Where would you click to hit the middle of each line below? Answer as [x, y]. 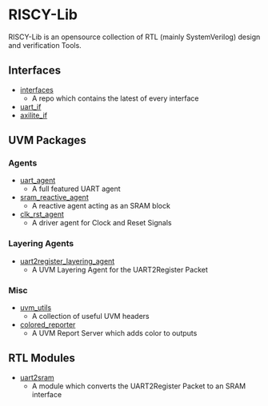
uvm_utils [36, 308]
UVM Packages [47, 140]
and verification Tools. [45, 45]
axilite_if [34, 115]
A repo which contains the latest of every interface [115, 98]
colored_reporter [48, 324]
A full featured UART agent [76, 189]
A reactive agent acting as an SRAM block [101, 206]
